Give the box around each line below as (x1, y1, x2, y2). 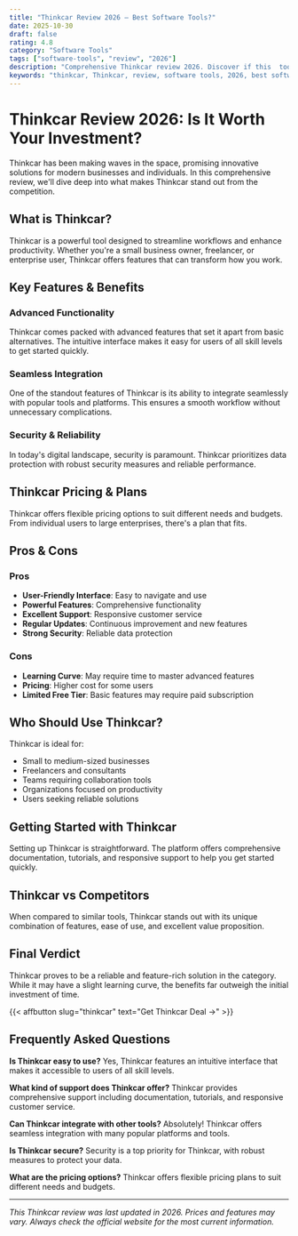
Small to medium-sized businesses (21, 756, 151, 766)
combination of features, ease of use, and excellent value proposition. (9, 921, 264, 932)
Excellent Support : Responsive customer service (21, 609, 202, 620)
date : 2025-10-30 (9, 21, 74, 30)
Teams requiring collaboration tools (21, 775, 153, 785)
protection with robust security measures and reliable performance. (9, 459, 256, 470)
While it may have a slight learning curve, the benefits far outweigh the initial (9, 979, 289, 990)
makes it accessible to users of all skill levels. (9, 1064, 175, 1076)
